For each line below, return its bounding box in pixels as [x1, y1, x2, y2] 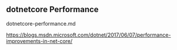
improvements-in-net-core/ [6, 37, 73, 44]
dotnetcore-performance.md [6, 20, 76, 27]
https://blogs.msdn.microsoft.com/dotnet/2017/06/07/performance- [6, 31, 171, 38]
